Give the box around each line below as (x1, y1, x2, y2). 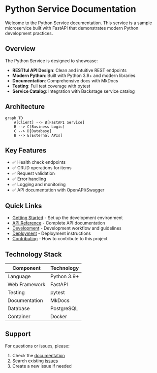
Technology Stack (5, 250, 62, 259)
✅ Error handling (12, 176, 46, 182)
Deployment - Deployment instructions (12, 230, 91, 236)
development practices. (5, 30, 53, 36)
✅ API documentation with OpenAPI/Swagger (12, 187, 105, 193)
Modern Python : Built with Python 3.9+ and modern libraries (12, 73, 136, 78)
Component (12, 265, 41, 271)
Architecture (5, 103, 45, 111)
